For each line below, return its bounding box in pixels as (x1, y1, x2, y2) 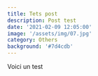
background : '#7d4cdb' (7, 43, 73, 50)
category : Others (7, 37, 58, 44)
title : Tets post (7, 10, 58, 18)
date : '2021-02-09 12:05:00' (7, 23, 92, 30)
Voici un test (7, 63, 43, 70)
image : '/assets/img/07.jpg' (7, 30, 92, 37)
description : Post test (7, 17, 77, 24)
